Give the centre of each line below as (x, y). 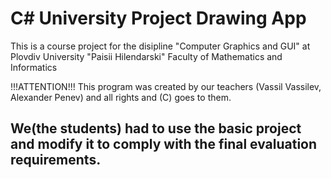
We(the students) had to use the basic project (156, 128)
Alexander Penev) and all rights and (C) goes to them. (121, 97)
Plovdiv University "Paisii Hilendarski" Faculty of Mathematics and (146, 56)
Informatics (34, 67)
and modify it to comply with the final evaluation (164, 144)
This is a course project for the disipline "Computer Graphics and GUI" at (160, 46)
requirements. (56, 160)
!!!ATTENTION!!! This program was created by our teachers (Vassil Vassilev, (166, 86)
